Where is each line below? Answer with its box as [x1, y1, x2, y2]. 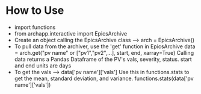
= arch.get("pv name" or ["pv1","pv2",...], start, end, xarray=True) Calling [14, 49, 194, 56]
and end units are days [14, 61, 72, 69]
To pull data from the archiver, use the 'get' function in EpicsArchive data [14, 43, 196, 50]
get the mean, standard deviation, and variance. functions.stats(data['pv [14, 75, 194, 82]
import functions [14, 23, 56, 31]
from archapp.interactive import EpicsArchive [14, 30, 128, 37]
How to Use [5, 4, 64, 17]
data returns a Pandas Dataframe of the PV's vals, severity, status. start [14, 55, 192, 63]
